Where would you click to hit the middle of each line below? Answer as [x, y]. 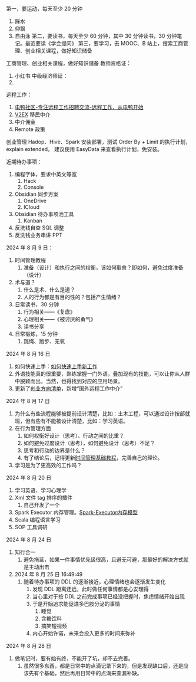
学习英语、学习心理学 [40, 490]
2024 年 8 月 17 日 [28, 401]
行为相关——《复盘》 [49, 312]
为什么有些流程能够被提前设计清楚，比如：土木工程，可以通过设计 [94, 414]
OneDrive [35, 201]
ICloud [31, 207]
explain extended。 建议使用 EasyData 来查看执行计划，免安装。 [84, 149]
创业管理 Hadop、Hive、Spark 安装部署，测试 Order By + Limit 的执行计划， [99, 142]
